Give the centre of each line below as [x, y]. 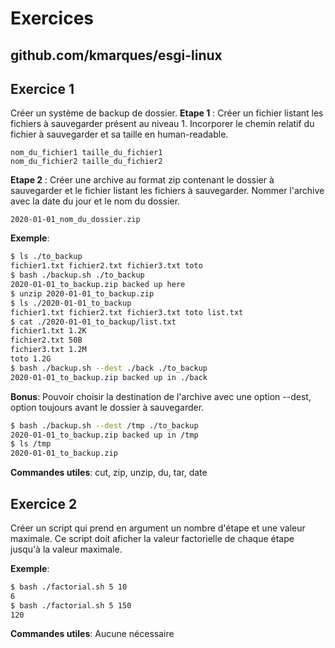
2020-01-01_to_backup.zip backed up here [98, 285]
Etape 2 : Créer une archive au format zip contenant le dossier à [142, 180]
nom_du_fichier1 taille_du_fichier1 [86, 153]
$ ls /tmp [31, 444]
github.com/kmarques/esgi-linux [116, 55]
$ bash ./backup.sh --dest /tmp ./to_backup [104, 425]
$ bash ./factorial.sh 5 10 [69, 587]
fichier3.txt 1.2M [48, 350]
